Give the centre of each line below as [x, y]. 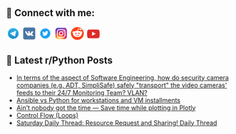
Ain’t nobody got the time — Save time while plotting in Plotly [106, 108]
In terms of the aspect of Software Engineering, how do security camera [122, 77]
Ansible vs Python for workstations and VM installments [98, 100]
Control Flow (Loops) [47, 115]
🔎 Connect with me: [50, 13]
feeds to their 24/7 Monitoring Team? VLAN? [82, 92]
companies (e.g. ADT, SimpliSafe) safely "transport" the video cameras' [122, 85]
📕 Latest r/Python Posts [60, 61]
